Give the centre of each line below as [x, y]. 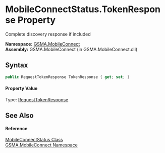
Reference [16, 128]
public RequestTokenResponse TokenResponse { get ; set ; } [67, 77]
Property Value [21, 88]
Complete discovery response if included [48, 34]
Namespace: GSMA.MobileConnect [43, 44]
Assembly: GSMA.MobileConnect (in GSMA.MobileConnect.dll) [71, 49]
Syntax [17, 65]
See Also [19, 116]
